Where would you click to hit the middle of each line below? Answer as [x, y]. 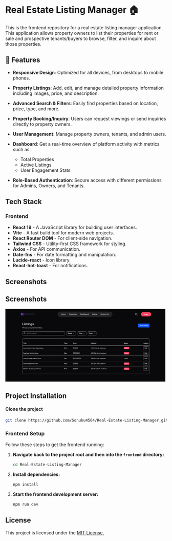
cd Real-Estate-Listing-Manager [47, 465]
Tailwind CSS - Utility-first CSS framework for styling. [70, 244]
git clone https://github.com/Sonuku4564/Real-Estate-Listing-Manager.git [87, 420]
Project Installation [36, 396]
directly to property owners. [42, 124]
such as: [21, 149]
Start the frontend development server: [56, 494]
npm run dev [25, 505]
